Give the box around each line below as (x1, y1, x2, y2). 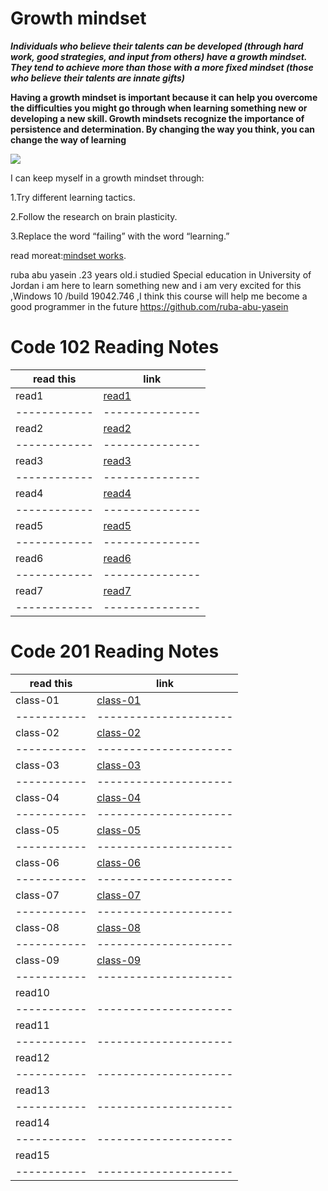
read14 (15, 1115, 50, 1129)
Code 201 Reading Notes (10, 640, 220, 663)
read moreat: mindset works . (10, 249, 127, 261)
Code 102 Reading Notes (10, 336, 220, 359)
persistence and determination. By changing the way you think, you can (10, 123, 315, 135)
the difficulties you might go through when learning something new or (10, 102, 308, 114)
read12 (15, 1050, 50, 1064)
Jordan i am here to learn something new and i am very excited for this (10, 279, 302, 291)
